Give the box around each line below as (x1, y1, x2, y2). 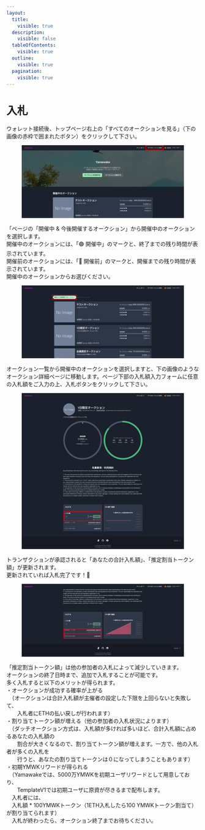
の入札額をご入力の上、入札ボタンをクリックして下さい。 (6, 380, 151, 387)
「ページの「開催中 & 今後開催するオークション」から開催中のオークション (6, 224, 195, 232)
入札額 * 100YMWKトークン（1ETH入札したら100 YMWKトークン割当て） (11, 801, 197, 809)
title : (12, 16, 29, 23)
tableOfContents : (12, 42, 56, 48)
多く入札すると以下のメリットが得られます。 (6, 679, 119, 686)
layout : (6, 10, 26, 16)
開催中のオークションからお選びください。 (6, 273, 114, 280)
